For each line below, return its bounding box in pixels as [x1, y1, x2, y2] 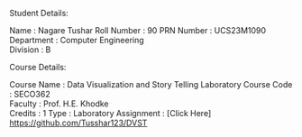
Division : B [9, 44, 51, 55]
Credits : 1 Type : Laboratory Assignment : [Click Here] [9, 108, 212, 118]
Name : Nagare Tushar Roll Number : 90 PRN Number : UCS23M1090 [9, 25, 267, 35]
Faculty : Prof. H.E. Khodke [9, 98, 110, 109]
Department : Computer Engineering [9, 35, 144, 45]
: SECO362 [9, 89, 51, 99]
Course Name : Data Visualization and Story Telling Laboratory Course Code [9, 79, 293, 89]
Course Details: [9, 62, 67, 72]
